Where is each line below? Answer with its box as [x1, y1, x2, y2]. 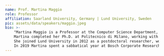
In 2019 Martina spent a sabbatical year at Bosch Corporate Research [14, 43, 161, 48]
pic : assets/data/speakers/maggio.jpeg [5, 20, 86, 26]
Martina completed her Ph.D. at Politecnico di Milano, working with [14, 35, 159, 39]
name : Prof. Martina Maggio [5, 7, 62, 12]
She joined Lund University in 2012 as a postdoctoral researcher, [14, 39, 154, 44]
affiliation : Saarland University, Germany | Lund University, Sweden [5, 16, 152, 21]
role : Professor [5, 12, 38, 17]
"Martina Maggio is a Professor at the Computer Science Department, [14, 30, 159, 35]
